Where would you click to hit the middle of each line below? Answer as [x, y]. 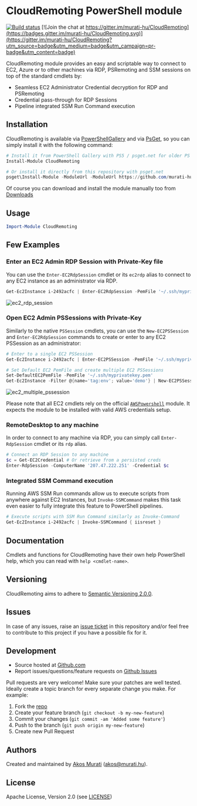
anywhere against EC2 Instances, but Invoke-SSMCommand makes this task [94, 500]
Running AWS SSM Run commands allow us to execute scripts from [88, 493]
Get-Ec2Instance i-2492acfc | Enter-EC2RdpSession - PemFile [81, 291]
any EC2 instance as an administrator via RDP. [62, 281]
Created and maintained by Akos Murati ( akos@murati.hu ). [77, 764]
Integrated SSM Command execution [60, 481]
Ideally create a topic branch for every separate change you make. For [91, 689]
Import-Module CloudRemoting [42, 227]
